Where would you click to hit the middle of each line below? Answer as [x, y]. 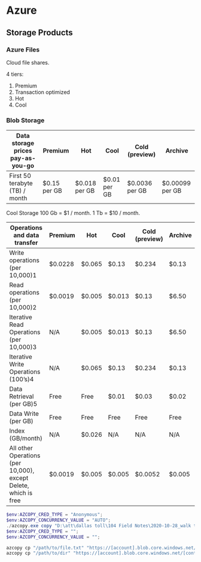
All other [21, 448]
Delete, [19, 485]
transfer [26, 243]
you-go [23, 166]
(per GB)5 [23, 404]
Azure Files [23, 50]
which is [21, 493]
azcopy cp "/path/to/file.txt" [45, 548]
